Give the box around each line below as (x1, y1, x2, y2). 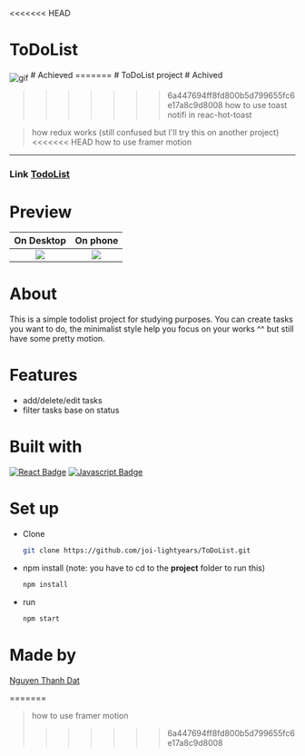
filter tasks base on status (22, 404, 120, 416)
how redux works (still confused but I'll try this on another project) (31, 127, 280, 138)
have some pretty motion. (9, 333, 106, 344)
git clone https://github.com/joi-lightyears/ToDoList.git (22, 546, 251, 555)
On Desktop (14, 234, 66, 247)
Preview (9, 202, 73, 222)
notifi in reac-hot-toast (167, 109, 252, 121)
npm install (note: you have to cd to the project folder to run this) (22, 562, 266, 573)
